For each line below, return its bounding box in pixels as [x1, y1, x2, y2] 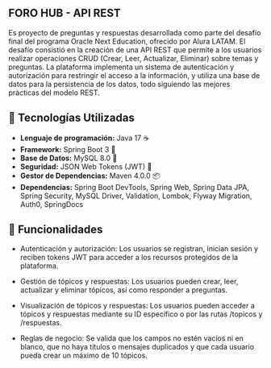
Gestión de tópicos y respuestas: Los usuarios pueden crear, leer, [19, 277, 239, 287]
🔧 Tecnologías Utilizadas [8, 111, 135, 125]
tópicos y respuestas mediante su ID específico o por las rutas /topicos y [19, 309, 263, 319]
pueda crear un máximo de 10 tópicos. [19, 350, 148, 361]
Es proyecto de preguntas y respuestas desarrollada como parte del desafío [8, 27, 261, 37]
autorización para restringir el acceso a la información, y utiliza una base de [8, 70, 261, 80]
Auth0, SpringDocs [19, 199, 84, 209]
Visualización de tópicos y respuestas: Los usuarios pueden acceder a [19, 301, 256, 311]
